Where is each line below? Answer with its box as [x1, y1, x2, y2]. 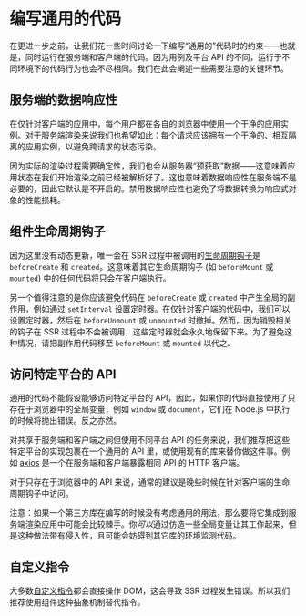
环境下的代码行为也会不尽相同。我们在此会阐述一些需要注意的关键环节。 [16, 63, 289, 74]
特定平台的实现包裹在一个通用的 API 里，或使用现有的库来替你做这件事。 [9, 446, 282, 457]
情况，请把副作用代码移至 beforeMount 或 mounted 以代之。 [16, 337, 236, 348]
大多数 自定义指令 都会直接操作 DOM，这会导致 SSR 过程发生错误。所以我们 [9, 585, 291, 597]
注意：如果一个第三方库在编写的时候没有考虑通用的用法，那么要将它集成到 [9, 508, 289, 518]
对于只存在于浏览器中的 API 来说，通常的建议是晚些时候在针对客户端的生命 [9, 477, 291, 488]
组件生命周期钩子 [9, 224, 106, 240]
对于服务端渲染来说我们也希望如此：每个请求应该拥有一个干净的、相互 [25, 129, 289, 140]
